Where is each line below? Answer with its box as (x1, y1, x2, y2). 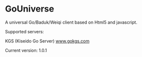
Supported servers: (5, 28, 44, 34)
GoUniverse (5, 3, 55, 14)
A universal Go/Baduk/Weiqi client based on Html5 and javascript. (5, 19, 138, 25)
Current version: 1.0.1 (5, 47, 47, 53)
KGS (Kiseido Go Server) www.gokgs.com (5, 38, 90, 44)
